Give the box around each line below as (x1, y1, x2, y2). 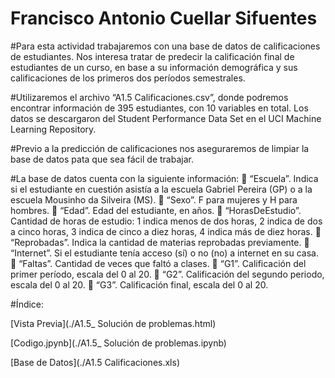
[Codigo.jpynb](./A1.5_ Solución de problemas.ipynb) (10, 337, 227, 349)
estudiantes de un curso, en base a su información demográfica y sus (10, 61, 298, 73)
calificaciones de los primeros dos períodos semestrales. (10, 72, 246, 84)
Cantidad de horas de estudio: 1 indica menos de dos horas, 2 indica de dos (10, 215, 323, 227)
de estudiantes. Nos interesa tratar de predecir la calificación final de (10, 50, 295, 62)
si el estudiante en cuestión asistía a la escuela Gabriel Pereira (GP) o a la (10, 183, 313, 195)
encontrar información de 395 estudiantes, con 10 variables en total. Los (10, 102, 309, 114)
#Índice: (10, 298, 45, 310)
